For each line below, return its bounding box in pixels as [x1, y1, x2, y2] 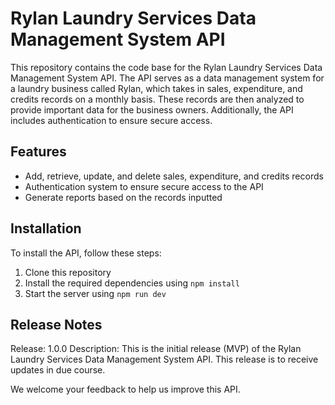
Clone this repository [24, 266, 112, 278]
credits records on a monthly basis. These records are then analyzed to [10, 93, 305, 105]
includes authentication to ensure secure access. [10, 114, 213, 126]
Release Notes [10, 316, 103, 333]
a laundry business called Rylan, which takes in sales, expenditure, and [10, 82, 303, 94]
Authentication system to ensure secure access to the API [24, 180, 264, 192]
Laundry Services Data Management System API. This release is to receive [10, 353, 319, 366]
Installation [10, 220, 82, 237]
